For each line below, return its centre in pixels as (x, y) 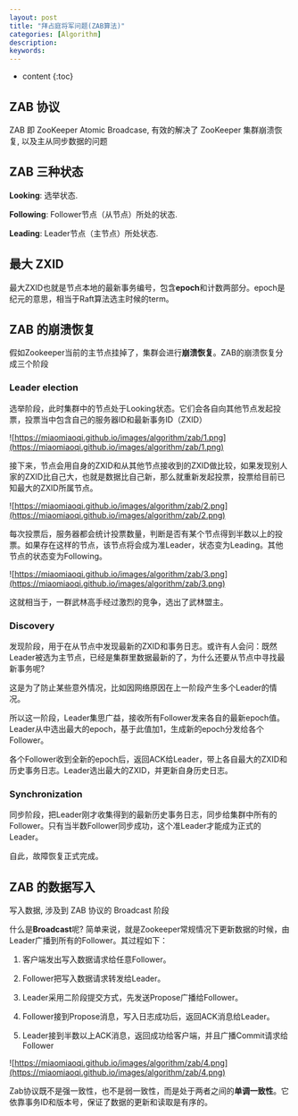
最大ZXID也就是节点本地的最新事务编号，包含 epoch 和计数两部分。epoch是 (147, 287)
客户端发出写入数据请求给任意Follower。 (96, 959)
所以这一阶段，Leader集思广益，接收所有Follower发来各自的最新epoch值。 (147, 718)
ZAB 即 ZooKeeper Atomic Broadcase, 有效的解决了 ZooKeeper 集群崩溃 (142, 130)
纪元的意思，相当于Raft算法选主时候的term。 (91, 298)
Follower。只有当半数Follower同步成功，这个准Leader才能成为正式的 (135, 826)
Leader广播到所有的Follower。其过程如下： (88, 941)
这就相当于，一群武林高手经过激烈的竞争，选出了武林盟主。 (119, 601)
